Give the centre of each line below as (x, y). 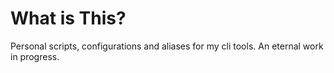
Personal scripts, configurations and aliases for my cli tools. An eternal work (167, 46)
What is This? (68, 18)
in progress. (35, 56)
